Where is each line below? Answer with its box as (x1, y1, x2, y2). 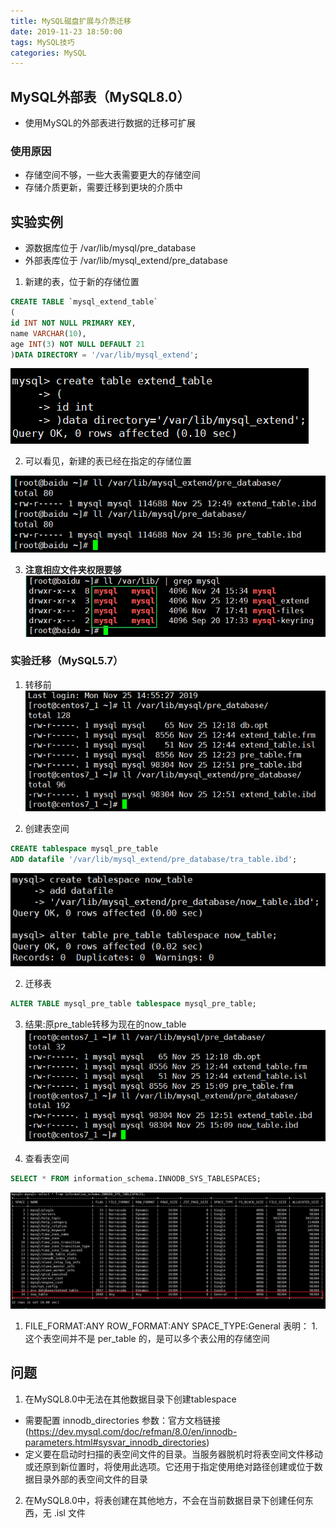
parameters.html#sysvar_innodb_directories (24, 1436, 207, 1448)
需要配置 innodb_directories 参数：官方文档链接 (24, 1414, 221, 1426)
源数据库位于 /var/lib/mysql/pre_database (24, 242, 197, 254)
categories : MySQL (10, 48, 87, 58)
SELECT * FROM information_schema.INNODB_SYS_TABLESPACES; (10, 1174, 262, 1184)
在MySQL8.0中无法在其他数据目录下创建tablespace (24, 1393, 237, 1405)
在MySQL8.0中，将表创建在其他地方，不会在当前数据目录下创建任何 (24, 1494, 305, 1506)
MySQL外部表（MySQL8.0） (10, 88, 191, 105)
